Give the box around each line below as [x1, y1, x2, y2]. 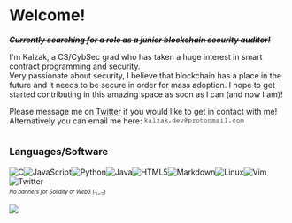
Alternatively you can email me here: [9, 115, 142, 126]
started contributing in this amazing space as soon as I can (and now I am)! [9, 89, 283, 100]
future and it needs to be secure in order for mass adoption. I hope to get [9, 79, 276, 90]
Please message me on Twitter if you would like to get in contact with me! [9, 106, 278, 116]
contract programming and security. [9, 61, 141, 71]
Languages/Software [9, 145, 109, 159]
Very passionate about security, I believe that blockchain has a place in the [9, 70, 281, 80]
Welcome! [9, 5, 86, 26]
